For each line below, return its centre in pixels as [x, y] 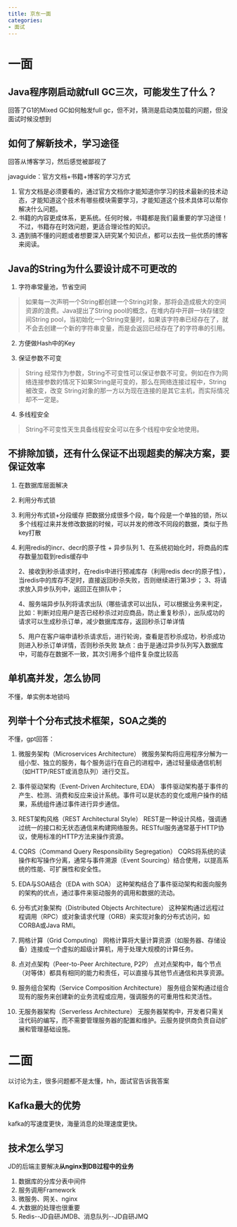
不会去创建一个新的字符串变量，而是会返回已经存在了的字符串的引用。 [127, 328]
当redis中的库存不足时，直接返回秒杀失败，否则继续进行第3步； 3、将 [119, 580]
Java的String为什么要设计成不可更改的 [92, 268]
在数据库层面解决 [43, 485]
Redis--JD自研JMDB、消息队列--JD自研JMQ [83, 1216]
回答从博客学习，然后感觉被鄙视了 [57, 162]
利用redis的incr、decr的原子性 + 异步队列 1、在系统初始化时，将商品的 [121, 547]
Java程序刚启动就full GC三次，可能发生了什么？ [113, 92]
